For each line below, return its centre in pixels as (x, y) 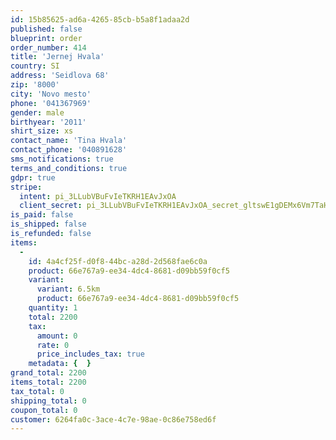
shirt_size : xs (42, 131)
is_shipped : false (48, 224)
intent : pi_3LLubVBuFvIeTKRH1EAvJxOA (98, 196)
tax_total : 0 (37, 391)
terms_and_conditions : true (69, 168)
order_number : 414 (48, 47)
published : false (46, 29)
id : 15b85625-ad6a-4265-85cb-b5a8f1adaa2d (100, 19)
